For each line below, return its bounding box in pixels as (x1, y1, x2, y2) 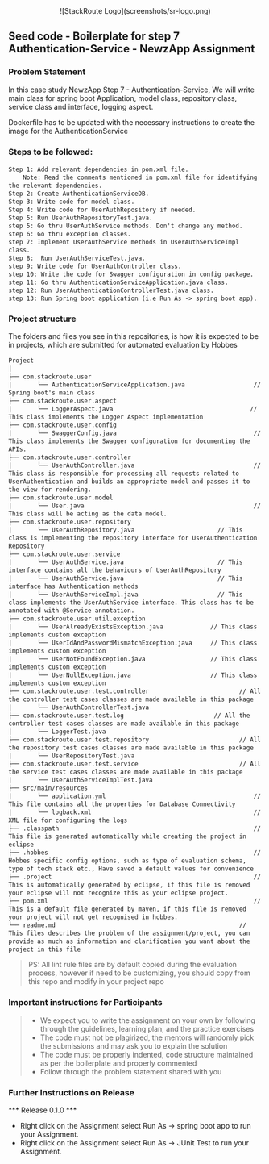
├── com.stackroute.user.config (8, 421, 117, 429)
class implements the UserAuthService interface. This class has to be (8, 599, 254, 607)
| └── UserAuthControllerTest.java (8, 703, 150, 711)
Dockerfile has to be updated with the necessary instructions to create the (8, 117, 255, 127)
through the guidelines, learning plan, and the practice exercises (39, 1024, 255, 1033)
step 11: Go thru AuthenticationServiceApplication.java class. (8, 278, 229, 286)
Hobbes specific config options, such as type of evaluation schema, (8, 857, 247, 865)
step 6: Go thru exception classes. (8, 230, 131, 238)
